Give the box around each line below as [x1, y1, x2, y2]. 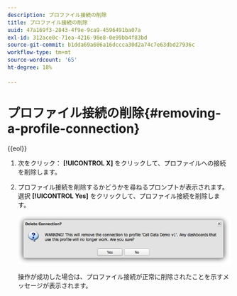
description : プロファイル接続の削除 [7, 11, 107, 18]
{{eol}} [7, 144, 27, 153]
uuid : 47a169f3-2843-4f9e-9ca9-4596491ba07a [7, 26, 141, 33]
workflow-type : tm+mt [7, 49, 72, 56]
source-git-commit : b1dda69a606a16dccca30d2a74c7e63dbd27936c [7, 41, 195, 49]
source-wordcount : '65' [7, 57, 78, 64]
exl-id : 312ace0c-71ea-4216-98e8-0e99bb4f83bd [7, 34, 148, 41]
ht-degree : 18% [7, 64, 53, 71]
